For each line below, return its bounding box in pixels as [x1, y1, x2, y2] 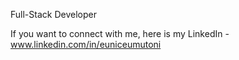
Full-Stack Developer [10, 9, 97, 20]
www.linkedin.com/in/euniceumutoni [10, 39, 162, 50]
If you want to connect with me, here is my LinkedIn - [10, 28, 230, 39]
